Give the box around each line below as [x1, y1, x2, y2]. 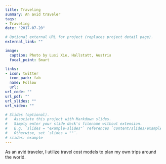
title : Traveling [5, 7, 41, 12]
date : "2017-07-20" [5, 26, 45, 31]
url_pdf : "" [5, 94, 30, 99]
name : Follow [9, 80, 37, 85]
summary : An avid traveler [5, 12, 61, 17]
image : [5, 48, 19, 53]
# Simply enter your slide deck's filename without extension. [5, 121, 142, 126]
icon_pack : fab [9, 75, 41, 81]
